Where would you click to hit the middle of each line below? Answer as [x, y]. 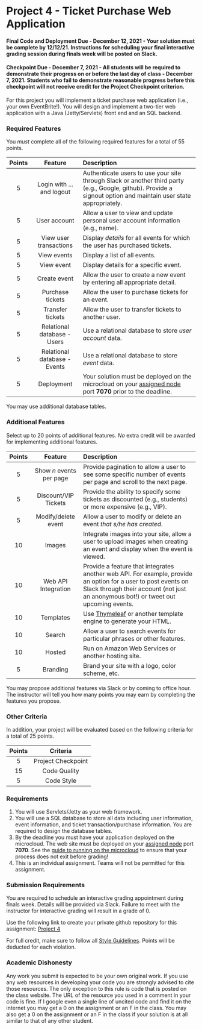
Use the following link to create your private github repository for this [92, 923]
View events [55, 256]
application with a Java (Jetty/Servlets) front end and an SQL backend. [94, 113]
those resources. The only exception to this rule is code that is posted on [96, 988]
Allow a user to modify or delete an [132, 517]
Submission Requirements [46, 885]
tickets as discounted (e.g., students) [136, 499]
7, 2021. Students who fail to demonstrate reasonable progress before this [101, 80]
